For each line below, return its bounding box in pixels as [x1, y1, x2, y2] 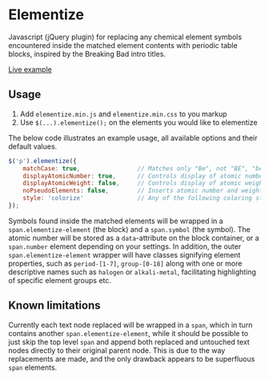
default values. [8, 142, 58, 151]
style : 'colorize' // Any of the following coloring [22, 194, 252, 202]
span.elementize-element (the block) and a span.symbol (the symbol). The [8, 224, 251, 234]
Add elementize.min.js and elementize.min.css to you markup [19, 109, 227, 118]
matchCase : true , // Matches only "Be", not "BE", [22, 164, 249, 173]
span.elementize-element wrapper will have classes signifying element [8, 250, 241, 259]
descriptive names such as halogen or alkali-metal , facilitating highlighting [8, 266, 256, 277]
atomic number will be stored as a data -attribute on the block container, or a [8, 233, 259, 242]
